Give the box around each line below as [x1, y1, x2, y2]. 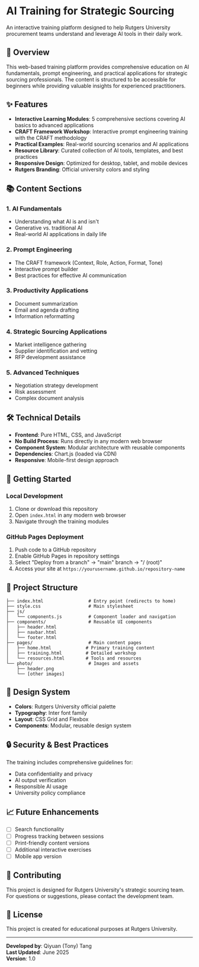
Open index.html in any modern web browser [14, 511, 126, 519]
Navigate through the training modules [14, 517, 109, 525]
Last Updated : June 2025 [6, 949, 69, 956]
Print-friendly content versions [14, 839, 90, 846]
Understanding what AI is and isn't [14, 218, 99, 225]
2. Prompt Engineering [6, 246, 72, 254]
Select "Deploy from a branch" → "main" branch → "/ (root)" [14, 559, 163, 566]
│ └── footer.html [6, 635, 57, 641]
